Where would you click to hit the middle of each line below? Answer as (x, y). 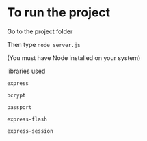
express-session (30, 131)
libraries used (26, 71)
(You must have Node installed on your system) (74, 58)
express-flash (27, 119)
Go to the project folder (40, 31)
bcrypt (16, 95)
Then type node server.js (44, 44)
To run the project (59, 13)
